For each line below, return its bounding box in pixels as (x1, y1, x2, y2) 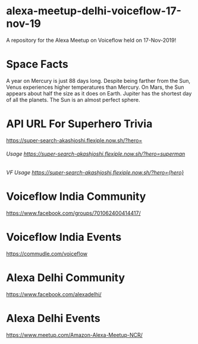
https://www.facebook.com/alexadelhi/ (6, 290, 102, 297)
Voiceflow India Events (6, 231, 122, 244)
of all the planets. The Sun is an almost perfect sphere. (6, 96, 140, 103)
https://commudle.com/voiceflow (6, 250, 88, 257)
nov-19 (6, 17, 42, 30)
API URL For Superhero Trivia (6, 117, 153, 131)
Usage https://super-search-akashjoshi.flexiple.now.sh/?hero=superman (6, 150, 186, 157)
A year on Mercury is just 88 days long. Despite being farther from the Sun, (6, 77, 191, 84)
